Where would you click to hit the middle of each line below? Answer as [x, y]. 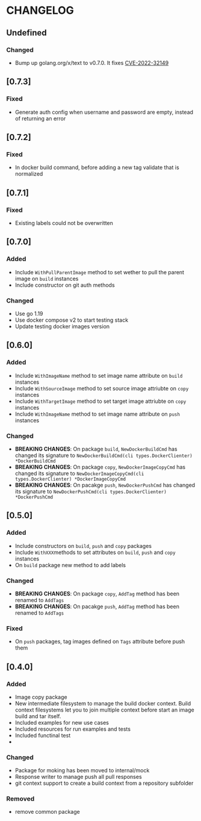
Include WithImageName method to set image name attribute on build [99, 375]
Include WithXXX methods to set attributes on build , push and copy [95, 552]
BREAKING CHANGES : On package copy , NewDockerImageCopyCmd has [100, 467]
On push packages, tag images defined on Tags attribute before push [100, 642]
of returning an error [40, 118]
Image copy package [41, 697]
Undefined [26, 33]
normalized [29, 174]
